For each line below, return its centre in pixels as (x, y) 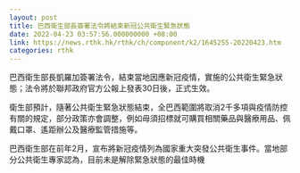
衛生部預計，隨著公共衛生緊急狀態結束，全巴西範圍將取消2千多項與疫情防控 (149, 107)
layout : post (33, 17)
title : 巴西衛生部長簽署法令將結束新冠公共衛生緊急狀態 (100, 26)
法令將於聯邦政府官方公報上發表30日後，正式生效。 (120, 88)
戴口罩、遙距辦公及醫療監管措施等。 (76, 129)
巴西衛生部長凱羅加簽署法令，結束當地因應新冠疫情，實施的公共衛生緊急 (142, 78)
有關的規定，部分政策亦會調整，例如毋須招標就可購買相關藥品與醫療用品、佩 (150, 119)
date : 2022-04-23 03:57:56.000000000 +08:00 (93, 34)
